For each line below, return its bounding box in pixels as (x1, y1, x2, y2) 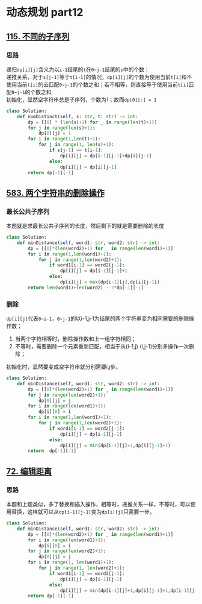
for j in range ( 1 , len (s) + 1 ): (38, 142, 114, 148)
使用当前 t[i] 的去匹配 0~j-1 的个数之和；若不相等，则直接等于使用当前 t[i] (6, 81, 189, 88)
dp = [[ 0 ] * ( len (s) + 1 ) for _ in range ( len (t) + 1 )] (28, 119, 158, 125)
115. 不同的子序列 (6, 31, 70, 42)
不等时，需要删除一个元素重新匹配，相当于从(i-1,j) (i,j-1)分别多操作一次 (14, 343, 189, 350)
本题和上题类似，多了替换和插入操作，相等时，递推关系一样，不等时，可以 (6, 501, 191, 508)
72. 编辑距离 (6, 466, 52, 476)
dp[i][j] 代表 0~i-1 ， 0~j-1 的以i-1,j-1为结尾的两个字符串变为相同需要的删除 (6, 315, 189, 322)
